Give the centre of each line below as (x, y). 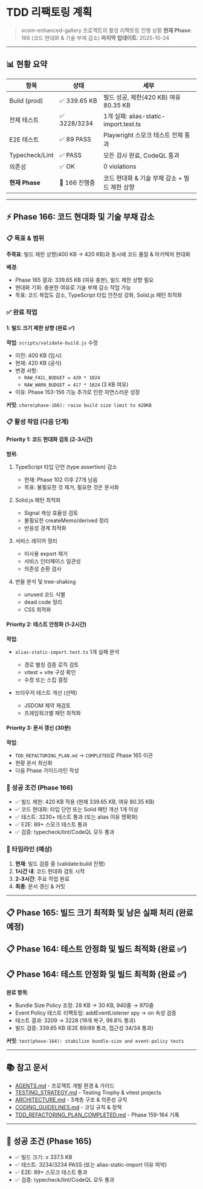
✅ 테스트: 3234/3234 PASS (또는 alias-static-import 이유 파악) (91, 1164)
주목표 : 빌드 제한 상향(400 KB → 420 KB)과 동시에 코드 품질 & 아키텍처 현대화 (98, 254)
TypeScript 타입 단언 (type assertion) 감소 (66, 466)
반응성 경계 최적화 (45, 528)
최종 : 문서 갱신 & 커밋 (40, 886)
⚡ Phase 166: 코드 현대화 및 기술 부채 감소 (80, 217)
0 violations (120, 166)
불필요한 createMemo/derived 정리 (66, 520)
